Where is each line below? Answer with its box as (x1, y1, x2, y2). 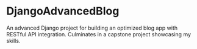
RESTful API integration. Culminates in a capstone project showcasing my (6, 30, 191, 38)
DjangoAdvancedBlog (6, 4, 120, 18)
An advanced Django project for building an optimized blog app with (6, 24, 178, 31)
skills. (6, 37, 21, 44)
